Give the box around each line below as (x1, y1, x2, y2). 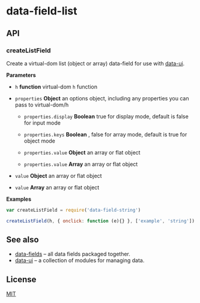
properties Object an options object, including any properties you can (14, 94, 189, 102)
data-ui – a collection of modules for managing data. (14, 257, 145, 264)
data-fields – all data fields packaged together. (14, 251, 131, 258)
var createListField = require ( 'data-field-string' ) (6, 207, 141, 213)
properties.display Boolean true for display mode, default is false (23, 112, 189, 120)
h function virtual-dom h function (14, 83, 98, 90)
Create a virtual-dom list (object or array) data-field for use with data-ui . (6, 60, 185, 67)
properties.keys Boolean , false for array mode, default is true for (23, 130, 187, 138)
